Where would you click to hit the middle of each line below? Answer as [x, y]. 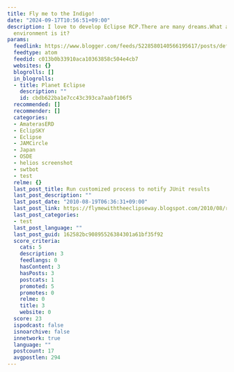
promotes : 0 [37, 293]
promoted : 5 [37, 286]
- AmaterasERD [34, 124]
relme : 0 [32, 299]
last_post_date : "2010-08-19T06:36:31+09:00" [81, 202]
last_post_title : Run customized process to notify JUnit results [112, 189]
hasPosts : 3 [37, 273]
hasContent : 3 [40, 267]
